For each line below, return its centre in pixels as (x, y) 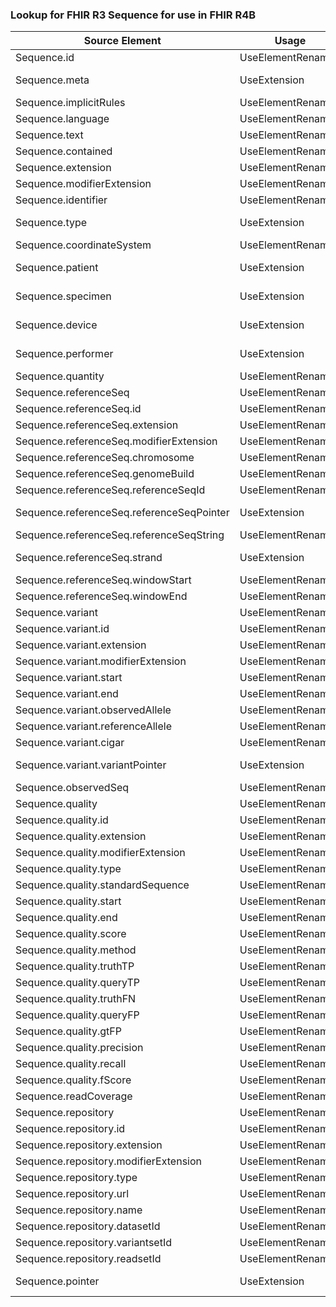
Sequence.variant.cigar (70, 743)
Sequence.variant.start (69, 678)
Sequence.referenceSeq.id (78, 409)
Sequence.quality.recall (71, 1064)
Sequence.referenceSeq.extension (97, 425)
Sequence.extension (63, 168)
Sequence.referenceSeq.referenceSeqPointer (122, 513)
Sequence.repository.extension (89, 1145)
